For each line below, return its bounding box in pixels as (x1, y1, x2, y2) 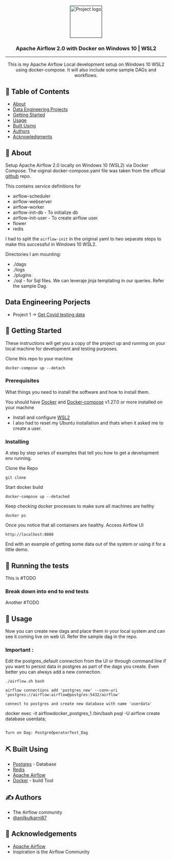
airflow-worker (12, 204, 45, 210)
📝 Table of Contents (5, 87, 70, 96)
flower (12, 220, 27, 226)
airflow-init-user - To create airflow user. (12, 214, 99, 221)
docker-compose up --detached (5, 494, 70, 499)
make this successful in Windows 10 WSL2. (5, 241, 97, 247)
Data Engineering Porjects (5, 298, 91, 306)
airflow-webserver (12, 198, 52, 205)
